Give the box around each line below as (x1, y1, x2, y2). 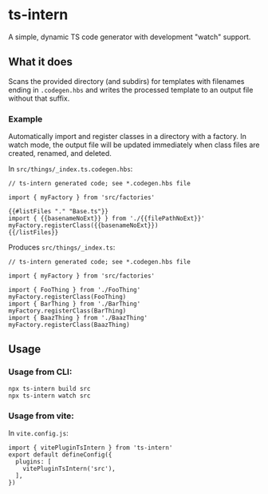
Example (8, 114, 43, 125)
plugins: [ (15, 458, 52, 466)
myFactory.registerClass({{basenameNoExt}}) (8, 221, 159, 229)
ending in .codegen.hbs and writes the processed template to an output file (8, 85, 254, 94)
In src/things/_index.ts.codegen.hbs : (8, 164, 133, 173)
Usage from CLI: (8, 366, 73, 377)
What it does (8, 55, 73, 69)
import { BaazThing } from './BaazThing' (8, 314, 148, 322)
